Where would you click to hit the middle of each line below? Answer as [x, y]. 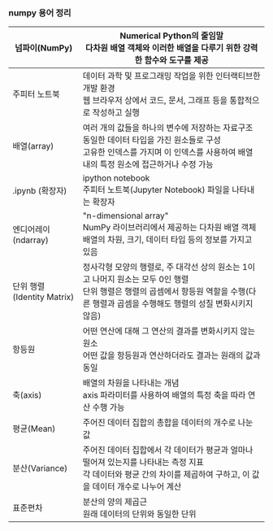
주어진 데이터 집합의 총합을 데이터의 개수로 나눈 [168, 423]
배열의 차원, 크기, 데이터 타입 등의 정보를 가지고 [167, 240]
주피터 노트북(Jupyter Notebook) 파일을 [156, 190]
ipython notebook [116, 178]
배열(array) [33, 146]
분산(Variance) [40, 468]
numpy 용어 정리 [40, 12]
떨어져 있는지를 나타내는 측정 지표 [143, 463]
